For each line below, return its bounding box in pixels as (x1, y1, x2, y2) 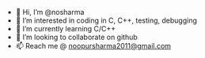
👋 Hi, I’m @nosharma (15, 8, 85, 16)
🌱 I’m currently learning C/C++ (15, 24, 116, 33)
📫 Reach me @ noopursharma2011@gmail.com (15, 42, 172, 50)
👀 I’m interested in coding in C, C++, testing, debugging (15, 16, 198, 25)
